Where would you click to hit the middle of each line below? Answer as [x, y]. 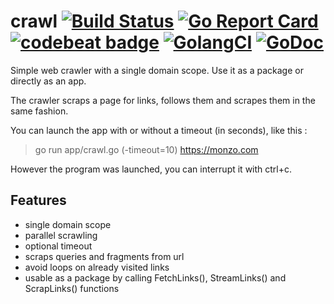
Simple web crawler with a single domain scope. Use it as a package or [157, 70]
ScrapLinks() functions [72, 288]
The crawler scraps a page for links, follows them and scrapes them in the [163, 100]
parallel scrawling [61, 235]
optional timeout [58, 246]
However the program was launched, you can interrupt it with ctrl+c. [151, 169]
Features [38, 200]
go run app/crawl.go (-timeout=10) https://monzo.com [146, 149]
